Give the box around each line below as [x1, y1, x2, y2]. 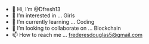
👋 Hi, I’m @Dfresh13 [11, 6, 61, 12]
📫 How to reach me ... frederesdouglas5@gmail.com [11, 32, 143, 38]
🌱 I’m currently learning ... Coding [11, 18, 95, 25]
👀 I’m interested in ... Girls [11, 12, 75, 19]
